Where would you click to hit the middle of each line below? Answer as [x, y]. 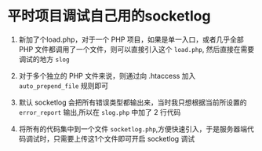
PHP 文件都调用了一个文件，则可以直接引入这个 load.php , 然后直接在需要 [136, 49]
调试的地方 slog [44, 59]
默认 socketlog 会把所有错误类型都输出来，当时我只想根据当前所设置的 [133, 102]
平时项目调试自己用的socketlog [109, 16]
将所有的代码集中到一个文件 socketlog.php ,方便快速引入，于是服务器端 [133, 129]
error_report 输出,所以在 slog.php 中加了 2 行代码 [100, 112]
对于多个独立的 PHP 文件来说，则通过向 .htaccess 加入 [107, 75]
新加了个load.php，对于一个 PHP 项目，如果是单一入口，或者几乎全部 [131, 39]
